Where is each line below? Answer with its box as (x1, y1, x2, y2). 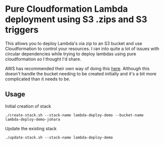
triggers (5, 24, 39, 35)
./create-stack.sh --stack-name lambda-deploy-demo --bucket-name (5, 113, 144, 118)
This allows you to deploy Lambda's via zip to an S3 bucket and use (5, 40, 142, 46)
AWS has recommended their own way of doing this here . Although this (5, 65, 150, 72)
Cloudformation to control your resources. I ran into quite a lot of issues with (5, 46, 160, 51)
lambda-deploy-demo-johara (5, 117, 60, 122)
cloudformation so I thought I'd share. (5, 56, 82, 62)
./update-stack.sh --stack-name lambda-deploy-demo (5, 135, 113, 140)
